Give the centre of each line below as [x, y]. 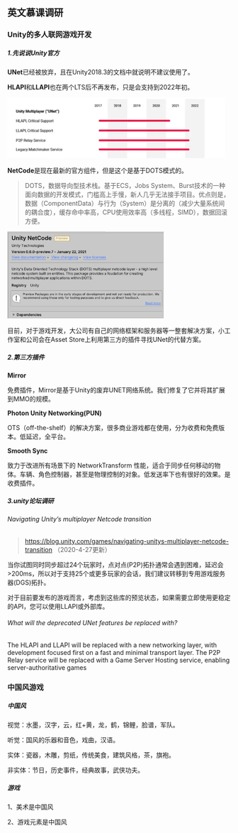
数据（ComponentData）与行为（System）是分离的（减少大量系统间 [125, 203]
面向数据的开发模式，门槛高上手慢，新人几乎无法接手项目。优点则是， [127, 194]
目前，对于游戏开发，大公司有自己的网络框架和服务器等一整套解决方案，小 [116, 331]
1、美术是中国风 [30, 807]
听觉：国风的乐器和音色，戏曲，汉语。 [63, 739]
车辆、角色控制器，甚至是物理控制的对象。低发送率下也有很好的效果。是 [125, 475]
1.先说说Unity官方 [34, 53]
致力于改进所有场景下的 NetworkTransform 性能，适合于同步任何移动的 [111, 465]
